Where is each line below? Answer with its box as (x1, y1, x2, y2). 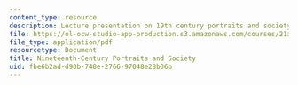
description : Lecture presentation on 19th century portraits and (9, 21, 260, 30)
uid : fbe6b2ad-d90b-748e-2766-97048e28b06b (9, 63, 173, 72)
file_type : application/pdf (9, 37, 114, 47)
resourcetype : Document (9, 46, 98, 55)
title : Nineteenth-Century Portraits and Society (9, 54, 197, 63)
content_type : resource (9, 12, 98, 22)
